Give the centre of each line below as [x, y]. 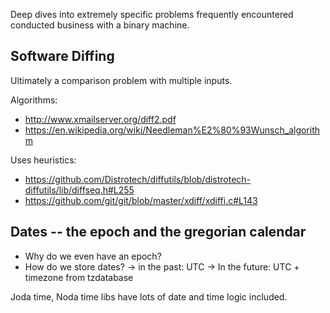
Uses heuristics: [43, 160]
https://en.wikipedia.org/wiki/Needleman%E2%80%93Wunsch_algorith [172, 130]
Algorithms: [34, 100]
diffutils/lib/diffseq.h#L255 [79, 190]
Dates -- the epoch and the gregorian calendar [158, 232]
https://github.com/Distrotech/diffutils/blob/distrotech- [138, 179]
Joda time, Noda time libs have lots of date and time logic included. [149, 296]
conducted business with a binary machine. [100, 25]
